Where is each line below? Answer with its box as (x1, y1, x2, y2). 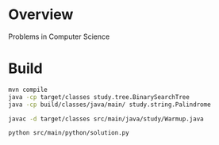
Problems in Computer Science (8, 32, 110, 41)
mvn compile (8, 86, 48, 93)
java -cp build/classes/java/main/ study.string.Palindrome (8, 101, 212, 109)
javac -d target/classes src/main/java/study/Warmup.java (8, 115, 204, 123)
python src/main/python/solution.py (8, 129, 129, 137)
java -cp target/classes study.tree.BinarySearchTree (8, 93, 190, 101)
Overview (8, 6, 74, 24)
